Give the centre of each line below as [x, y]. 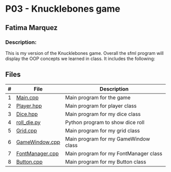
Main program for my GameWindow [108, 139]
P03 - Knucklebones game [63, 9]
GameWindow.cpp [38, 142]
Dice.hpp [27, 114]
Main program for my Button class [106, 162]
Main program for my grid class [103, 130]
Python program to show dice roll [105, 122]
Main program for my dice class [103, 114]
